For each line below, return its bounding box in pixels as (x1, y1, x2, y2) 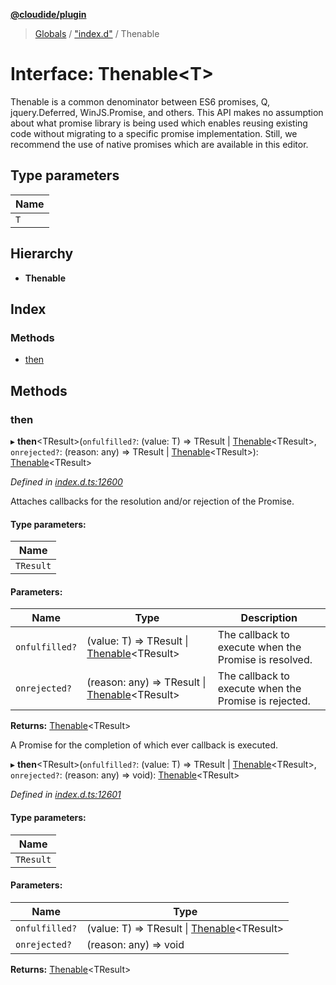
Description (240, 611, 298, 625)
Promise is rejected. (217, 694, 311, 708)
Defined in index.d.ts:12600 (10, 475, 123, 488)
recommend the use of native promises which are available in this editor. (10, 138, 309, 150)
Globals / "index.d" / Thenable (34, 28, 160, 39)
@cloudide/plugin (10, 9, 87, 20)
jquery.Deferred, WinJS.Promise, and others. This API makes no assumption (10, 106, 324, 118)
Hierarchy (10, 245, 74, 263)
